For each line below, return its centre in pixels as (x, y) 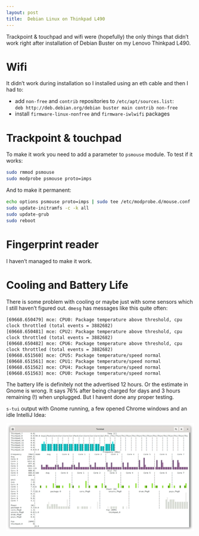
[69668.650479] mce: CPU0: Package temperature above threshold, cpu (94, 320)
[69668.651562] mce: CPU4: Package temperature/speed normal (84, 367)
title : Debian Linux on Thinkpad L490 (56, 19)
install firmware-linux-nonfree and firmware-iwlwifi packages (92, 114)
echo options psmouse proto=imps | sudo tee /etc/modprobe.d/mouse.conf (98, 202)
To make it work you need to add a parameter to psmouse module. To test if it (99, 154)
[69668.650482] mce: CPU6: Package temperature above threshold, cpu (94, 343)
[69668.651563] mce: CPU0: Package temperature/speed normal (84, 373)
